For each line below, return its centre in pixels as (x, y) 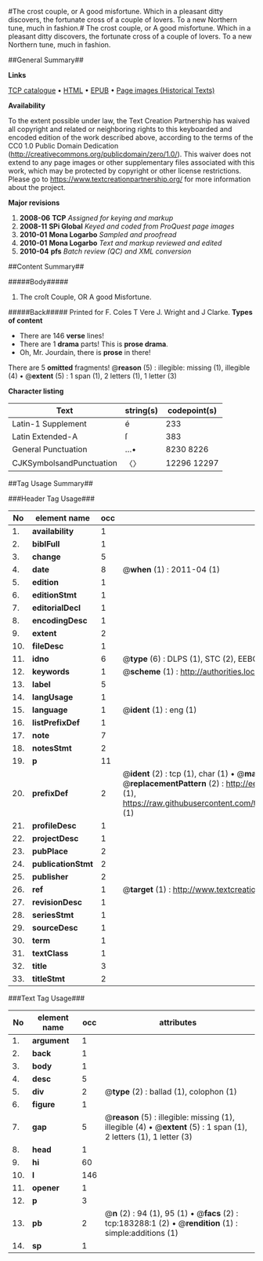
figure (44, 1104)
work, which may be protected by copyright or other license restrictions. (124, 171)
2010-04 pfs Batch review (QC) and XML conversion (105, 251)
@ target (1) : (147, 889)
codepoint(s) (192, 410)
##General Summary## (46, 60)
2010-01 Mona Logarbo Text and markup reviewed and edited (121, 243)
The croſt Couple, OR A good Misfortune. (85, 297)
